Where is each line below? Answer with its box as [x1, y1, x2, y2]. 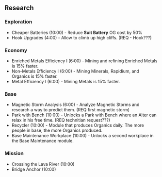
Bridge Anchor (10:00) [11, 166, 56, 172]
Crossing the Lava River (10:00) [11, 161, 75, 167]
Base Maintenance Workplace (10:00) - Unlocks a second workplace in [11, 133, 154, 139]
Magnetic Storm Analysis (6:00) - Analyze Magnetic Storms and [11, 102, 140, 107]
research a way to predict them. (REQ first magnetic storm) [11, 107, 130, 113]
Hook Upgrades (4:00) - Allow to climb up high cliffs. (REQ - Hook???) [11, 35, 152, 40]
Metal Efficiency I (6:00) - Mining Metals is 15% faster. [11, 78, 120, 84]
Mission [4, 150, 24, 157]
